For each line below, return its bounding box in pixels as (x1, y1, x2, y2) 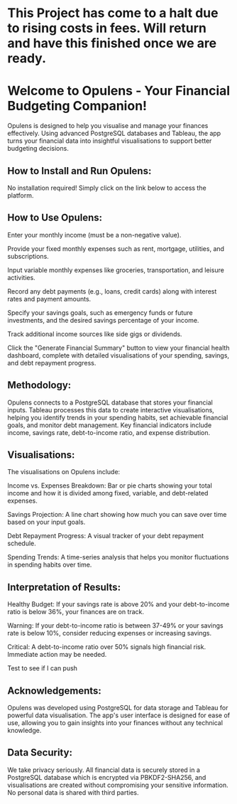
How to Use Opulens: (7, 212, 103, 224)
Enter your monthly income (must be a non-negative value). (7, 230, 182, 239)
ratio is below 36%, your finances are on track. (7, 608, 144, 616)
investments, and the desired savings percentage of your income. (7, 316, 199, 324)
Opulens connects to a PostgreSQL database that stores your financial (7, 398, 213, 407)
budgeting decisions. (7, 144, 69, 153)
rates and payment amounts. (7, 294, 92, 303)
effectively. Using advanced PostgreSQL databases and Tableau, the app (7, 129, 221, 138)
